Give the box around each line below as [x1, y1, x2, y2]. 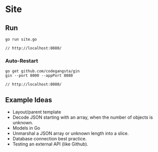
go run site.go [5, 37, 37, 42]
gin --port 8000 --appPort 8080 [5, 73, 73, 79]
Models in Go [12, 125, 40, 131]
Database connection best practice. [12, 136, 87, 142]
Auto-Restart [5, 57, 38, 64]
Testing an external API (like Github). [12, 141, 89, 147]
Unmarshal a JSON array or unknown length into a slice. [12, 130, 129, 136]
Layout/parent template [12, 109, 61, 115]
